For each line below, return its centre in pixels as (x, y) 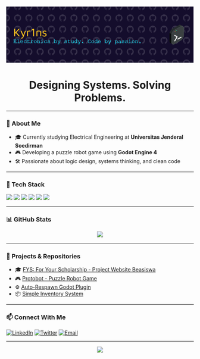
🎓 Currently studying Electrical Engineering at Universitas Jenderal (99, 137)
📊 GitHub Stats (29, 219)
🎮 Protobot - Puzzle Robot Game (56, 279)
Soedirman (29, 145)
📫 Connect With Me (36, 317)
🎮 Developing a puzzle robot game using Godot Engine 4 (86, 152)
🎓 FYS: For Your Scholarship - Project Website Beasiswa (85, 270)
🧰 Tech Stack (26, 184)
